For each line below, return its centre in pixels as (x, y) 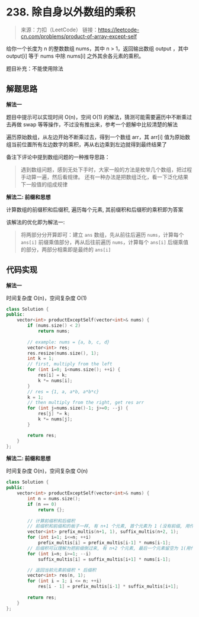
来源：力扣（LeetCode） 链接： (59, 30)
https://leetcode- (118, 30)
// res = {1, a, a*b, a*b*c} (63, 391)
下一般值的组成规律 (44, 184)
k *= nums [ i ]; (55, 380)
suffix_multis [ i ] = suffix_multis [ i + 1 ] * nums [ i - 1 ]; (104, 559)
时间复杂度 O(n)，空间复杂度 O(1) (46, 298)
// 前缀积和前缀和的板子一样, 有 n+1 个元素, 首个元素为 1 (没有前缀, (105, 526)
